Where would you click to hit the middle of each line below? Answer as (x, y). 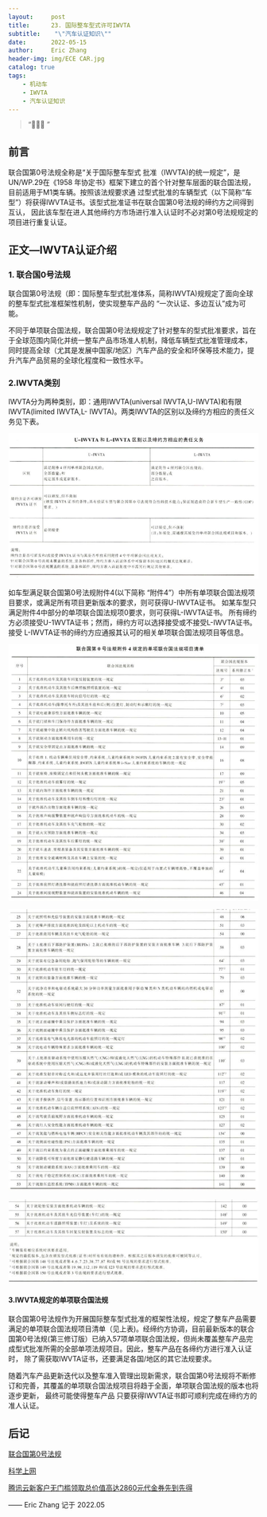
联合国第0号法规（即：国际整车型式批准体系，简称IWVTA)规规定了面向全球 (131, 293)
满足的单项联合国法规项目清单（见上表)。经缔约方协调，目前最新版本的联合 (132, 1329)
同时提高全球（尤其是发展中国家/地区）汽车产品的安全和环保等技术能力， (128, 350)
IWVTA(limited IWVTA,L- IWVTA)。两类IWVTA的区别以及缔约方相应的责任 (128, 412)
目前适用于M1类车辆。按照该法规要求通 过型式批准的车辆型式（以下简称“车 (130, 192)
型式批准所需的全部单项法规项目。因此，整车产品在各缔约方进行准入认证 (133, 1349)
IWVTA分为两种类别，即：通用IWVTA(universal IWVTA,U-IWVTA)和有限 (125, 402)
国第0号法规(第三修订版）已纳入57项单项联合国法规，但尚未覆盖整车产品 (127, 1339)
